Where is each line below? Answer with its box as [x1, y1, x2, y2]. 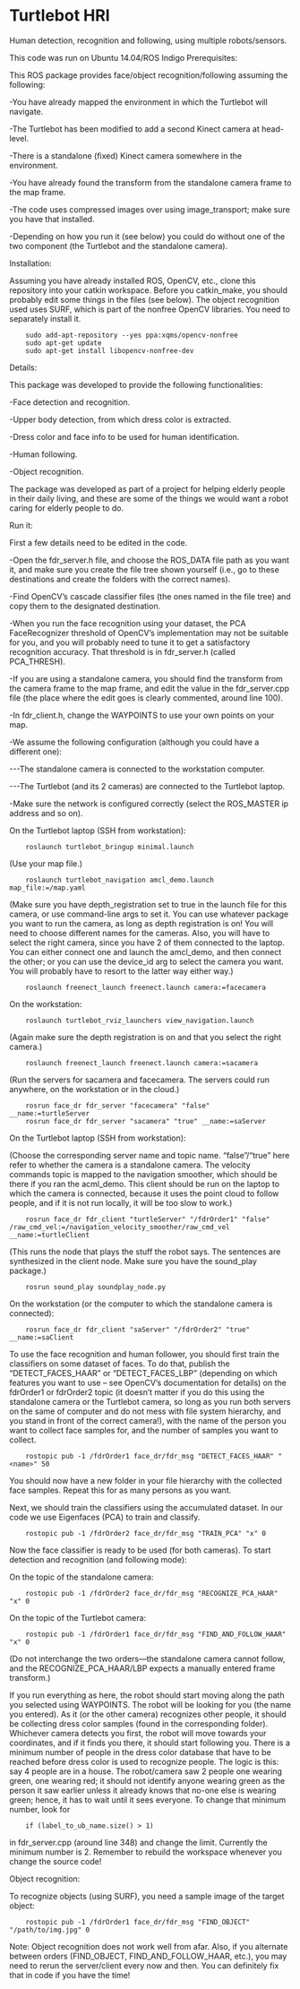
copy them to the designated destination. [9, 600, 161, 611]
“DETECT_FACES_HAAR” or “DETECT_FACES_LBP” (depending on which [9, 1367, 278, 1378]
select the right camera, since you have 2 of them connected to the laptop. [9, 937, 285, 948]
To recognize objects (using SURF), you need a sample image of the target [9, 1890, 285, 1901]
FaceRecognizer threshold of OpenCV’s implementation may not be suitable [9, 627, 289, 638]
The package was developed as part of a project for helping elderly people [9, 483, 286, 494]
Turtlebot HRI [9, 5, 110, 26]
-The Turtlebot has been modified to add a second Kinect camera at [9, 123, 260, 134]
